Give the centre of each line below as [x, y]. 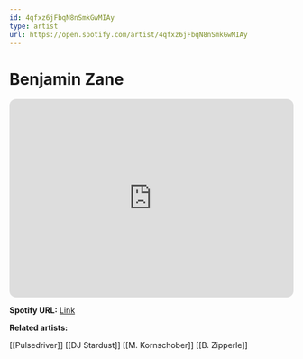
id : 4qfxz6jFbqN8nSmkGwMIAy [62, 18]
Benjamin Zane [67, 79]
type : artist [34, 26]
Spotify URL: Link [42, 310]
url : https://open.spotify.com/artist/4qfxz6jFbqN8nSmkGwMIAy [129, 34]
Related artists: [39, 328]
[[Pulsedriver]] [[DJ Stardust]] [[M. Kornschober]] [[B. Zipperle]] [129, 345]
